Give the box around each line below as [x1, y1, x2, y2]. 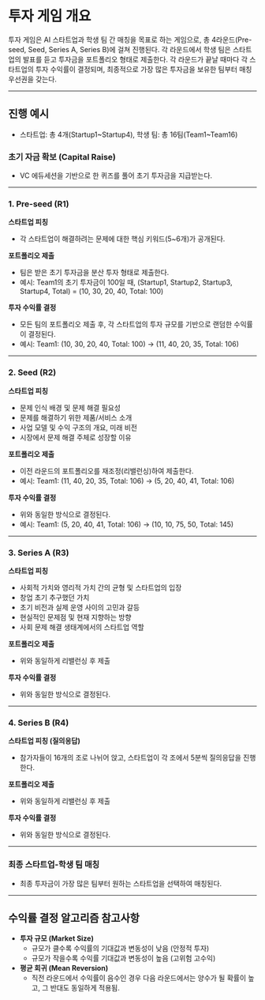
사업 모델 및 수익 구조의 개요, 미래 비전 [19, 422, 138, 432]
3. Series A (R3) [8, 547, 69, 558]
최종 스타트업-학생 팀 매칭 [8, 859, 100, 870]
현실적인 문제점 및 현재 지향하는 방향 [19, 612, 132, 621]
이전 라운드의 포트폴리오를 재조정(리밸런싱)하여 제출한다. [19, 466, 194, 475]
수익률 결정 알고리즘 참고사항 [8, 911, 140, 925]
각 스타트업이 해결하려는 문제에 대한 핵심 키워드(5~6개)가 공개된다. [19, 234, 226, 243]
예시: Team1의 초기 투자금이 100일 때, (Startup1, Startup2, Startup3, [19, 277, 233, 287]
